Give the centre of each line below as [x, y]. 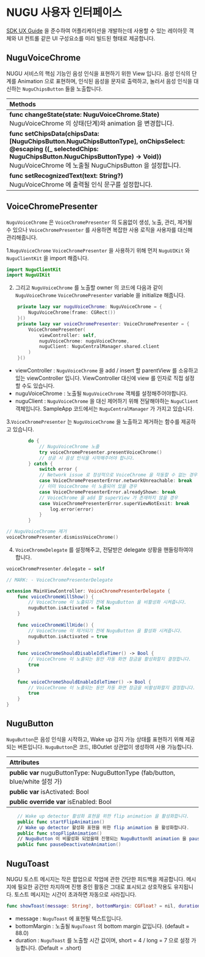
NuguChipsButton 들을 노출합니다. [63, 89]
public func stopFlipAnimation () [60, 833]
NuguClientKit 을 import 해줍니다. [48, 258]
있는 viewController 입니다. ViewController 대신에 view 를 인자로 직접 [99, 378]
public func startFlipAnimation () [61, 822]
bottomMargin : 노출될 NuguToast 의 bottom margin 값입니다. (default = [102, 926]
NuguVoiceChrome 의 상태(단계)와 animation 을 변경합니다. [92, 123]
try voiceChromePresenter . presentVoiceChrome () [101, 452]
